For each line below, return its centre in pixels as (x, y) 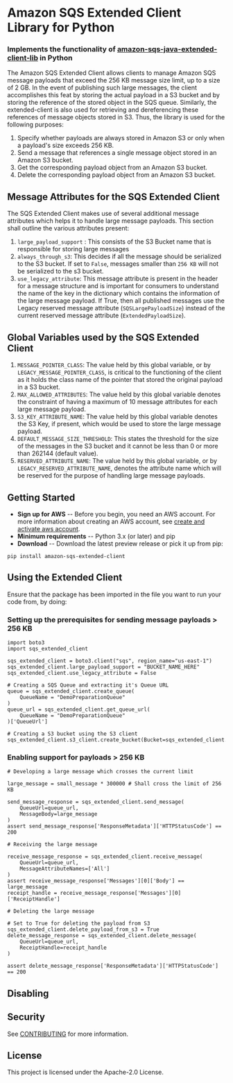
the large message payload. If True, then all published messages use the (121, 301)
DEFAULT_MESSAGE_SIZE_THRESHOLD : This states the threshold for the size (118, 439)
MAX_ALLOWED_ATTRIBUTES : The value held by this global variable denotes (119, 394)
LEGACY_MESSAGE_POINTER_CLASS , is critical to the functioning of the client (119, 372)
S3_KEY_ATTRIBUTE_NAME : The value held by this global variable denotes (118, 417)
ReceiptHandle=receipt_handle (63, 948)
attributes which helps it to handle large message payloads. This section (110, 221)
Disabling (28, 993)
